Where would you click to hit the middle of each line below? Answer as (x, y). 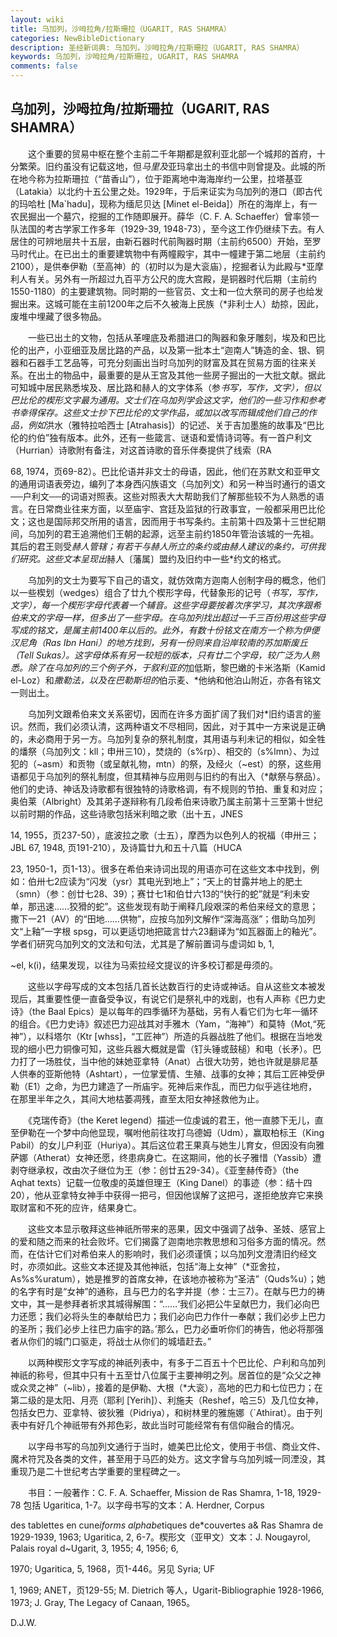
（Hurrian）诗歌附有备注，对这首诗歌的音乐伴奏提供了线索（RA (141, 450)
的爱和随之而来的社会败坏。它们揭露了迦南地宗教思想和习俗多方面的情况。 (163, 1241)
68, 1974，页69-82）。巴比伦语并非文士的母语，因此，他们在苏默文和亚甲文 (165, 471)
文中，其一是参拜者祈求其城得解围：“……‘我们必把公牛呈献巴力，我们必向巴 (165, 1303)
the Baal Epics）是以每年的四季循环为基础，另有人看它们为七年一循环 (174, 1011)
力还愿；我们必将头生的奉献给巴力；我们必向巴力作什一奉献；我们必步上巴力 (168, 1316)
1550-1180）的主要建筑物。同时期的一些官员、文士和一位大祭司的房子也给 (162, 291)
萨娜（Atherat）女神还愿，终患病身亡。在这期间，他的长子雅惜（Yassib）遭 (166, 1157)
